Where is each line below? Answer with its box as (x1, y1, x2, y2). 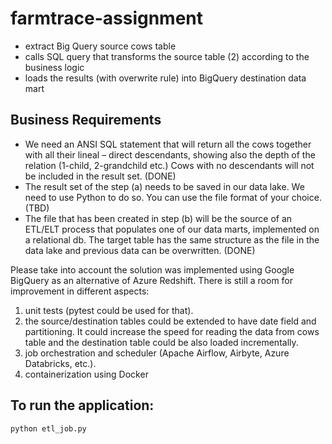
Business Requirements (10, 112, 162, 129)
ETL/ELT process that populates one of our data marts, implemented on (24, 223, 320, 235)
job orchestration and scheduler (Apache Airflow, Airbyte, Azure (24, 347, 290, 359)
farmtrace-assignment (10, 7, 204, 30)
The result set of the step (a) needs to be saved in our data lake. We (24, 180, 305, 192)
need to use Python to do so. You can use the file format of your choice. (24, 191, 322, 203)
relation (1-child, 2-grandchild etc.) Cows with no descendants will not (24, 159, 315, 171)
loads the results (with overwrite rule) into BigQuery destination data (24, 72, 307, 84)
